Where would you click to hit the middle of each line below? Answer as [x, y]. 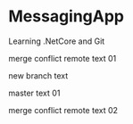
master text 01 [34, 93]
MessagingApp [66, 17]
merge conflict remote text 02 [63, 110]
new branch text [38, 75]
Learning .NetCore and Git [57, 41]
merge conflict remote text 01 [62, 58]
